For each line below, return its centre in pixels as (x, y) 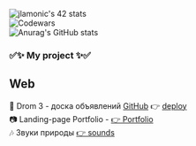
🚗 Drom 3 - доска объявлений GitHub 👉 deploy (98, 105)
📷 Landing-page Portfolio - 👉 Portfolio (81, 119)
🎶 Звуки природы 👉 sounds (62, 132)
